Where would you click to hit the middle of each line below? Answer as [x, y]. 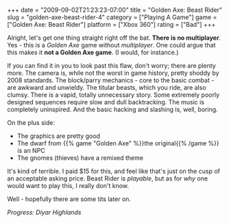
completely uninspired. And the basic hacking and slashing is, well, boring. [112, 109]
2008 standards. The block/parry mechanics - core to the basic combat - [111, 80]
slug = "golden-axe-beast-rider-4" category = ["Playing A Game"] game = [112, 17]
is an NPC [31, 151]
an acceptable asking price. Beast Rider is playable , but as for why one [107, 178]
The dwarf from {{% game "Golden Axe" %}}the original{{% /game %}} [118, 143]
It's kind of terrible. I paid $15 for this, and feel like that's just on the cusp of [114, 171]
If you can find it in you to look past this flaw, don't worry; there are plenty [111, 66]
